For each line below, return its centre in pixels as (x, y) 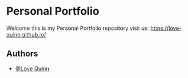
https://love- (166, 28)
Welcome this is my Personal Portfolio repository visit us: (78, 28)
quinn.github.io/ (26, 34)
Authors (22, 54)
